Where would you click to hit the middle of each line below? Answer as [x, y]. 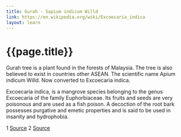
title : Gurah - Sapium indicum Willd [52, 11]
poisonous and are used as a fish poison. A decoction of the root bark [90, 104]
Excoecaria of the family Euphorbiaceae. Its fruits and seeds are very [89, 98]
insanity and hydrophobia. [37, 117]
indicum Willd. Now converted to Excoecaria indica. [68, 81]
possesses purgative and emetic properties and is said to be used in [88, 111]
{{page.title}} [40, 51]
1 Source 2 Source [28, 128]
